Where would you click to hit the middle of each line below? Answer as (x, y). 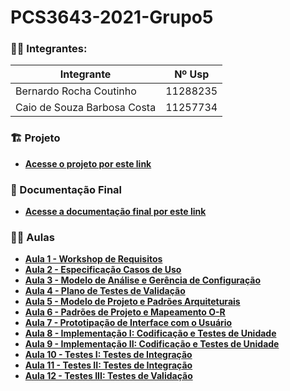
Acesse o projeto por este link (88, 163)
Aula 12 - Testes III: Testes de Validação (108, 376)
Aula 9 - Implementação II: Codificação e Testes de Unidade (152, 344)
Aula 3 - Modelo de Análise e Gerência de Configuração (143, 280)
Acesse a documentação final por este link (115, 212)
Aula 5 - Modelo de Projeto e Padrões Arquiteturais (132, 302)
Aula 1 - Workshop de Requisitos (93, 259)
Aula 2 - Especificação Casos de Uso (103, 270)
